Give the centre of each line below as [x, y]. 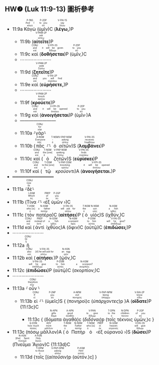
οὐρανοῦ [113, 332]
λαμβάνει [89, 146]
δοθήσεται [53, 54]
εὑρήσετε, [52, 84]
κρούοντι [65, 171]
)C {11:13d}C [58, 344]
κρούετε [41, 102]
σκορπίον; [84, 270]
